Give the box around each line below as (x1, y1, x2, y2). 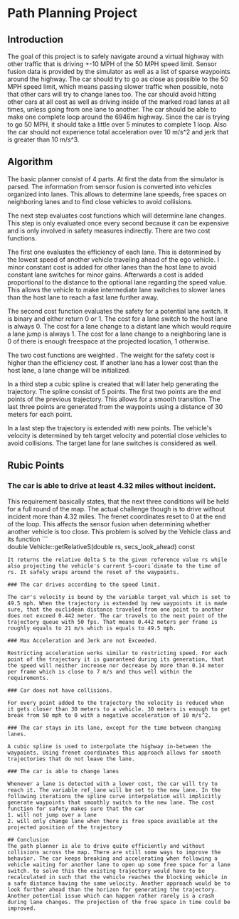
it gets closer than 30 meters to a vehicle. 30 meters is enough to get (7, 706, 231, 713)
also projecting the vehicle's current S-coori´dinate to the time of (7, 562, 221, 570)
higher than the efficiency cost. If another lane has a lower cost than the (7, 358, 218, 367)
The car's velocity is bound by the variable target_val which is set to (7, 593, 231, 600)
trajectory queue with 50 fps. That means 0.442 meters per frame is (7, 618, 218, 625)
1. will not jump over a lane (7, 811, 97, 819)
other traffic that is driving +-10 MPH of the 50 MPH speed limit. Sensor (7, 60, 217, 68)
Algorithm (7, 156, 53, 168)
